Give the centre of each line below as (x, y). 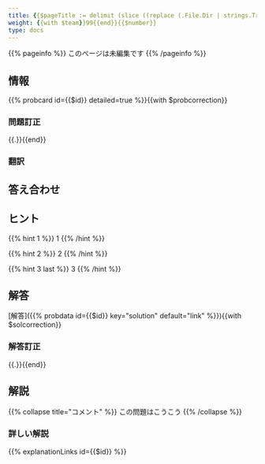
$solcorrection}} (35, 325)
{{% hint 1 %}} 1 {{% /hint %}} (56, 238)
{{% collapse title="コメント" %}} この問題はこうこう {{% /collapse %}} (125, 411)
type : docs (26, 30)
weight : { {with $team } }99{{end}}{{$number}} (82, 23)
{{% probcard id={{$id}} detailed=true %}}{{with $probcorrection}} (118, 100)
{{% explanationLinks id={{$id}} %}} (67, 451)
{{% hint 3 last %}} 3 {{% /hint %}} (65, 269)
